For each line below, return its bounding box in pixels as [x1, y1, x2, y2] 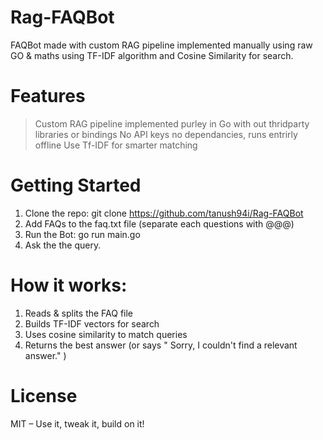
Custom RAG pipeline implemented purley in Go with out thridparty [34, 117, 310, 130]
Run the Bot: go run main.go [24, 228, 141, 240]
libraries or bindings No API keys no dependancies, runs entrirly [34, 128, 298, 140]
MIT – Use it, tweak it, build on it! [10, 417, 145, 430]
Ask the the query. [24, 239, 102, 251]
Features [10, 85, 86, 108]
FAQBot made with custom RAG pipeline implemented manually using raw [10, 39, 313, 51]
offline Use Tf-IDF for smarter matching [34, 139, 198, 151]
